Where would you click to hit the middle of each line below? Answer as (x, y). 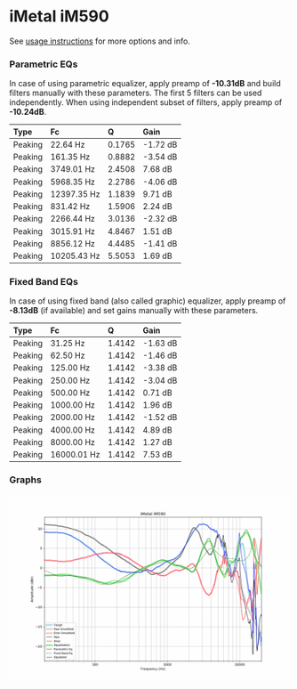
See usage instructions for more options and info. (100, 41)
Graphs (25, 480)
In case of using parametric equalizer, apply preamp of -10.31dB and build (145, 84)
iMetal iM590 (59, 16)
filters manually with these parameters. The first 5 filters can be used (136, 93)
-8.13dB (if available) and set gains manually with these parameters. (134, 311)
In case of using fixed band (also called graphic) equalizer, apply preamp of (148, 301)
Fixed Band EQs (44, 281)
